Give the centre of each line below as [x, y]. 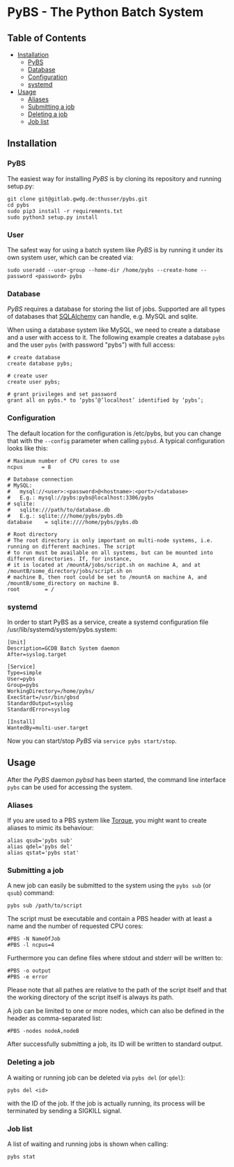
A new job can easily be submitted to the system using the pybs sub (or [109, 885]
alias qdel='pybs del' [40, 846]
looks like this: [28, 448]
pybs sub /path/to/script [45, 906]
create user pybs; [34, 382]
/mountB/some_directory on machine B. [63, 583]
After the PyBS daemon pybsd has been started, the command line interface [117, 779]
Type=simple [24, 673]
